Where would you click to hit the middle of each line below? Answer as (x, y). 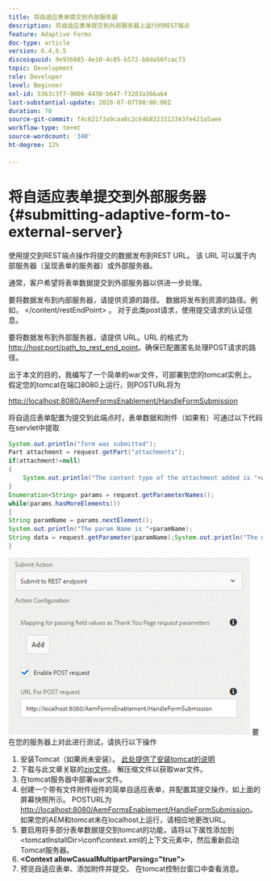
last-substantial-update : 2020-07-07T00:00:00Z (90, 102)
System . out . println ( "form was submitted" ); (83, 444)
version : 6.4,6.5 (38, 51)
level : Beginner (35, 85)
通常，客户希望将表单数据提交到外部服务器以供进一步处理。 (107, 282)
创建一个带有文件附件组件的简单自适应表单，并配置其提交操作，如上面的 (140, 789)
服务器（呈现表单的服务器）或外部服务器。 (86, 265)
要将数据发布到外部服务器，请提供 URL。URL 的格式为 (98, 337)
